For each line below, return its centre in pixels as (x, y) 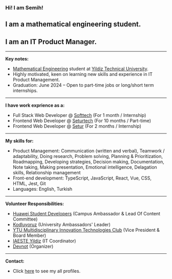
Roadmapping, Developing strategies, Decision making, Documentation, (89, 162)
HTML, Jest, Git (29, 184)
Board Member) (29, 235)
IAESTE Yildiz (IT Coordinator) (44, 241)
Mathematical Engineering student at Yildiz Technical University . (80, 69)
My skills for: (19, 141)
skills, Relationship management (47, 173)
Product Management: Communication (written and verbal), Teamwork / (89, 151)
